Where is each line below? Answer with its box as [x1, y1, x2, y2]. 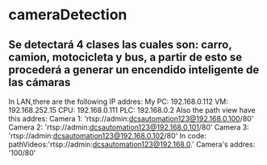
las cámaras [8, 75, 71, 89]
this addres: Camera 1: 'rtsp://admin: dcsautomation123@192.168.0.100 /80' [8, 114, 254, 123]
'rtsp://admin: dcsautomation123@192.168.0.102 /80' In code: [8, 131, 207, 140]
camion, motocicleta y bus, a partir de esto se [8, 50, 243, 64]
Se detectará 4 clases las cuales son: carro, [8, 38, 232, 52]
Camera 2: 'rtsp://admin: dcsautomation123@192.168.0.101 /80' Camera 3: [8, 122, 249, 132]
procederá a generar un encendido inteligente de [8, 63, 260, 76]
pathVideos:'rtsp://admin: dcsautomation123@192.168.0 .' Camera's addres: [8, 139, 256, 149]
